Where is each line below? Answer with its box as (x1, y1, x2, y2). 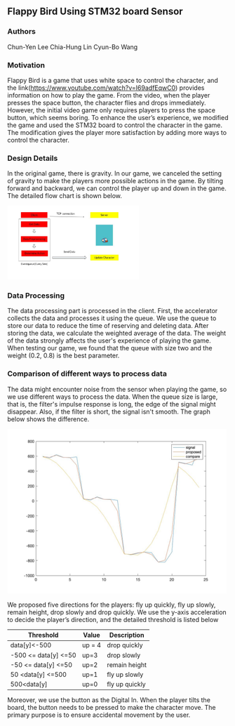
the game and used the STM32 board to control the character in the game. (7, 121, 223, 129)
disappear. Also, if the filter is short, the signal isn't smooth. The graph (7, 407, 210, 416)
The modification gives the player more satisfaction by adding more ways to (7, 128, 227, 136)
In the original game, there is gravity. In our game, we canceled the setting (7, 169, 222, 178)
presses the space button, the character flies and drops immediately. (7, 98, 206, 107)
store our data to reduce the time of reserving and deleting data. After (7, 322, 209, 330)
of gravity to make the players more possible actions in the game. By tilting (7, 177, 223, 185)
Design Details (7, 153, 58, 163)
